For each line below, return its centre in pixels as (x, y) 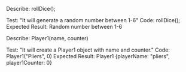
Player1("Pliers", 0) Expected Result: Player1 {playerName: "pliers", (88, 56)
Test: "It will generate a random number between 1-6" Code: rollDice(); (93, 20)
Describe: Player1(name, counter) (47, 38)
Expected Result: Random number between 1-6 (64, 27)
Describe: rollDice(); (31, 9)
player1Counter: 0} (29, 63)
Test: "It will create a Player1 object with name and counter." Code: (88, 50)
